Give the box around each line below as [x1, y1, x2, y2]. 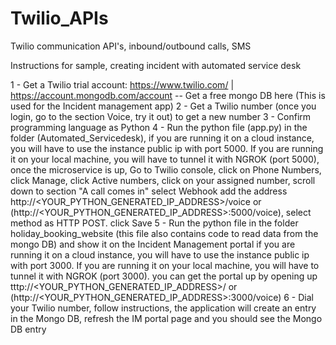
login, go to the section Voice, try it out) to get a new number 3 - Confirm [10, 110, 312, 122]
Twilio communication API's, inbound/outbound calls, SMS [10, 40, 252, 52]
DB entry [10, 323, 47, 335]
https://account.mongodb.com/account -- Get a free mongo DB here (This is [10, 89, 326, 101]
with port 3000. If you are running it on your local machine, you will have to [10, 259, 320, 271]
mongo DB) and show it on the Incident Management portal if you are [10, 238, 296, 250]
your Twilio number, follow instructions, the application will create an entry [10, 302, 317, 314]
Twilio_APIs [10, 7, 109, 30]
